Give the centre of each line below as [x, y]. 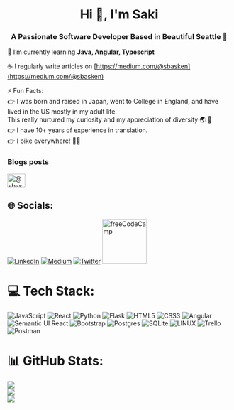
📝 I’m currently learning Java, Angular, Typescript [81, 52]
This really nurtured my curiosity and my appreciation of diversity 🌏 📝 [110, 119]
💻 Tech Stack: [51, 291]
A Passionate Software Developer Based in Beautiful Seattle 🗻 [119, 37]
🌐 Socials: [30, 206]
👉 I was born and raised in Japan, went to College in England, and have [113, 102]
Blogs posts [28, 162]
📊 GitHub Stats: [56, 361]
